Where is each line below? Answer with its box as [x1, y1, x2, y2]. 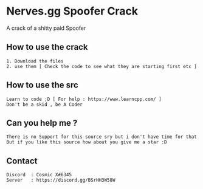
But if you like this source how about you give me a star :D [6, 139, 167, 145]
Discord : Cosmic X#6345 [6, 172, 72, 178]
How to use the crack [6, 42, 88, 52]
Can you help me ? [6, 117, 78, 128]
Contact [6, 156, 38, 166]
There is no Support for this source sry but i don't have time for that [6, 134, 198, 140]
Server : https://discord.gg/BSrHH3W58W [6, 177, 115, 184]
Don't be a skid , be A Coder [6, 101, 83, 108]
